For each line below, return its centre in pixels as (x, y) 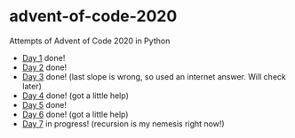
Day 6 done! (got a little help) (75, 114)
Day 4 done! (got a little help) (75, 96)
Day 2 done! (44, 67)
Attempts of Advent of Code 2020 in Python (90, 41)
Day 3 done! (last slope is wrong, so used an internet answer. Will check (154, 76)
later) (32, 86)
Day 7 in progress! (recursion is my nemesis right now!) (123, 123)
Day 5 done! (44, 104)
